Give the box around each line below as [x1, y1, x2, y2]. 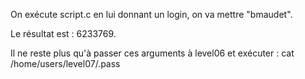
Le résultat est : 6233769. [10, 28, 117, 39]
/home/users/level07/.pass [10, 58, 121, 69]
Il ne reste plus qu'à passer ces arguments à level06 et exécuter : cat [10, 47, 295, 59]
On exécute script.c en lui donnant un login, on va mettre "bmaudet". [10, 9, 293, 20]
